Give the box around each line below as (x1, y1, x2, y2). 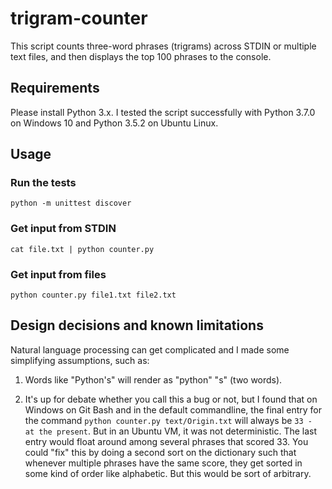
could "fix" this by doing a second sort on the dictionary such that (24, 446, 297, 458)
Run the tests (10, 176, 77, 190)
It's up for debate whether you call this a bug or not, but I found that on (24, 393, 318, 405)
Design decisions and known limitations (10, 317, 264, 334)
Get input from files (10, 267, 107, 281)
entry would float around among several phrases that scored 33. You (24, 435, 309, 447)
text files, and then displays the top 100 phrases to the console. (10, 50, 272, 62)
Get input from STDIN (10, 222, 117, 236)
